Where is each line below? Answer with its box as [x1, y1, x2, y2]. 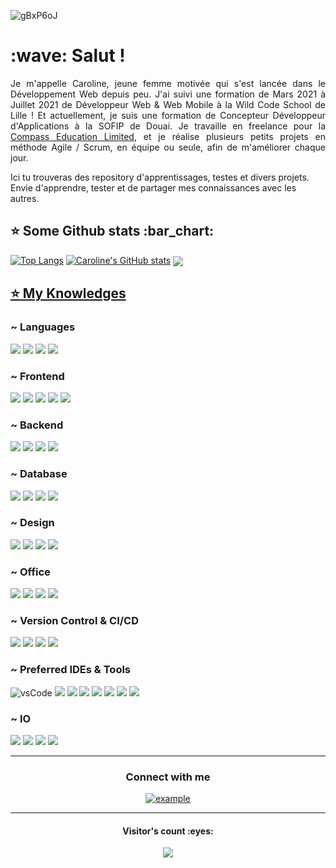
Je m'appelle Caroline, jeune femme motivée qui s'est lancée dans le [10, 77, 326, 89]
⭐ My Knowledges [10, 285, 127, 302]
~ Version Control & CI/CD [10, 614, 140, 628]
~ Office [10, 565, 51, 579]
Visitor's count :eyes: [122, 825, 214, 837]
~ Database [10, 467, 68, 481]
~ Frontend [10, 369, 65, 383]
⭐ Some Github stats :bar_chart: [10, 223, 215, 240]
